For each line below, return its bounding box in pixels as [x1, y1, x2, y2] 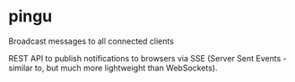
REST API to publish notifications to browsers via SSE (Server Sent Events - [8, 53, 288, 63]
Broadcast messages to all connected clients [8, 36, 174, 46]
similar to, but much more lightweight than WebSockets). [8, 62, 218, 73]
